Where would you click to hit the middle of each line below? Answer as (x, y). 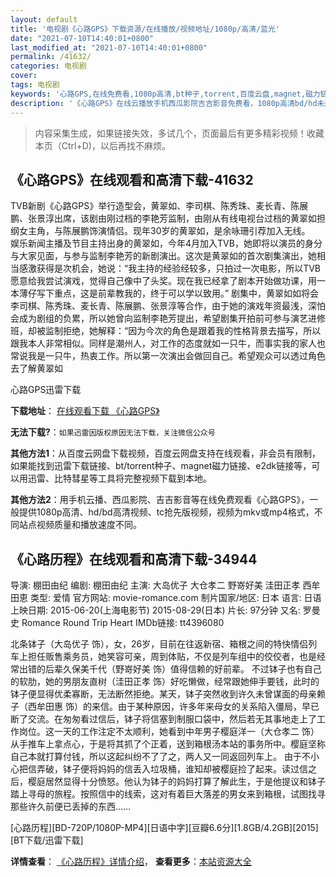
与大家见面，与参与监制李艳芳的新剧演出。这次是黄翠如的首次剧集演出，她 (163, 256)
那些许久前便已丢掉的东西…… (71, 807)
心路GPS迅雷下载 (46, 390)
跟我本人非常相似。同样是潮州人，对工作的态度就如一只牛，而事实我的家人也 (168, 343)
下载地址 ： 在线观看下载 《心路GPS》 (85, 411)
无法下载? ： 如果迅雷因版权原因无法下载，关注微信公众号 (113, 432)
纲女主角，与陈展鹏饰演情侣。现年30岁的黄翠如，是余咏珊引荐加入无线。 (160, 231)
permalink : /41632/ (51, 57)
